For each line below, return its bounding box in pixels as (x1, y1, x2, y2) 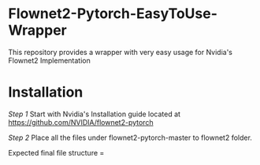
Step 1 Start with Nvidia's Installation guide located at (8, 109, 181, 119)
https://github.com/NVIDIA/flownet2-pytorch (8, 117, 154, 126)
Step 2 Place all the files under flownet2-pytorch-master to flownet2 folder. (8, 133, 252, 142)
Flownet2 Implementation (8, 56, 91, 65)
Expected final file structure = (8, 148, 105, 157)
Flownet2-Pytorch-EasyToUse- (8, 5, 218, 23)
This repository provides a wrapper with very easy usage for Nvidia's (8, 47, 232, 57)
